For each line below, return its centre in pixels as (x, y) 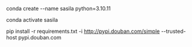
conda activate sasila (32, 20)
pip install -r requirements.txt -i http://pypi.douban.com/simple (83, 31)
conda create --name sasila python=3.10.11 (59, 9)
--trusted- (173, 31)
